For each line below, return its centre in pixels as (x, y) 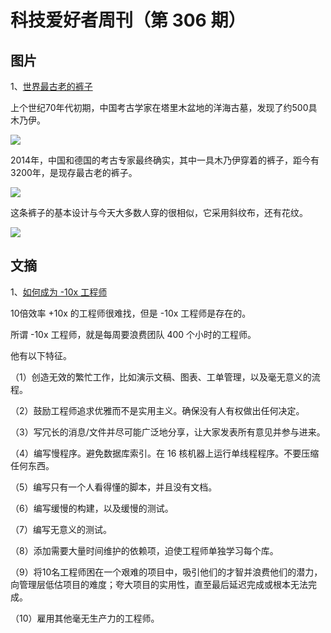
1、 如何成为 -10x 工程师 (59, 292)
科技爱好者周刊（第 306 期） (128, 20)
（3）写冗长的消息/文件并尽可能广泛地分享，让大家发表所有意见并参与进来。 (168, 432)
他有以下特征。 (41, 355)
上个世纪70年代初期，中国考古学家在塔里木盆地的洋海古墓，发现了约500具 (164, 107)
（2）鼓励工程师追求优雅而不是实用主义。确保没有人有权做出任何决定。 (157, 410)
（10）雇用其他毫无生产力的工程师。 (85, 618)
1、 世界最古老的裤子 (51, 86)
